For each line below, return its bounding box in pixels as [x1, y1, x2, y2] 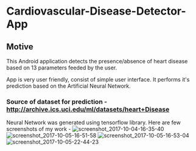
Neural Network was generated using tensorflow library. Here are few [6, 119, 181, 126]
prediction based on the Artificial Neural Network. [6, 82, 131, 90]
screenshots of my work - [6, 125, 71, 133]
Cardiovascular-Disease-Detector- [6, 4, 187, 18]
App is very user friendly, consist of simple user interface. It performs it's [6, 76, 190, 83]
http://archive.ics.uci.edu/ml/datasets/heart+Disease [6, 105, 170, 113]
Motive [6, 41, 33, 52]
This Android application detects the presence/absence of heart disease [6, 58, 188, 65]
